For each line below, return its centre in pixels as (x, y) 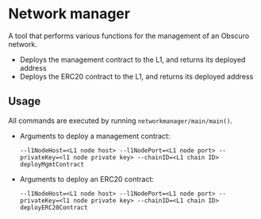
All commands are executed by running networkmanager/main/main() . (120, 121)
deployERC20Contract (54, 207)
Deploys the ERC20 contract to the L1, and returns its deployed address (136, 76)
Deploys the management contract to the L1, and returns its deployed (132, 60)
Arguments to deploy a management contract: (95, 136)
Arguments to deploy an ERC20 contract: (87, 179)
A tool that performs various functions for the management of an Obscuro (129, 36)
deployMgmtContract (52, 164)
